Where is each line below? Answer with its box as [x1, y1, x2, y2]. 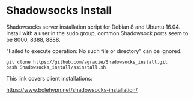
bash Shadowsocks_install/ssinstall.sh [6, 64, 106, 70]
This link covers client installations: [6, 75, 93, 82]
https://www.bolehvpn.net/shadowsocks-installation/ [6, 86, 138, 93]
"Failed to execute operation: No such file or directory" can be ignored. [6, 47, 182, 54]
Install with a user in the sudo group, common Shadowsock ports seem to [6, 29, 189, 36]
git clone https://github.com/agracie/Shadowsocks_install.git [6, 59, 168, 65]
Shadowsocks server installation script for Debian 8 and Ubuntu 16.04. [6, 23, 181, 30]
